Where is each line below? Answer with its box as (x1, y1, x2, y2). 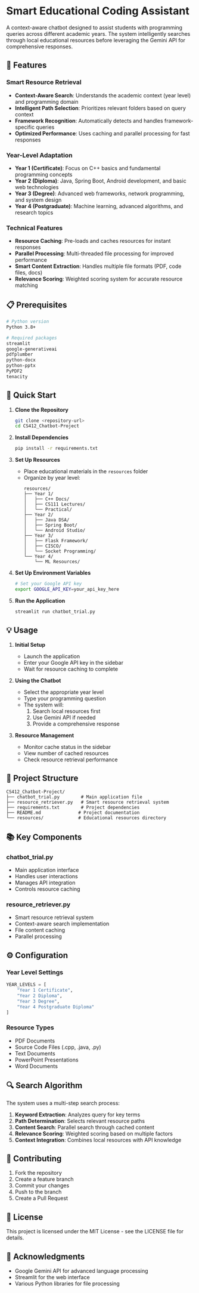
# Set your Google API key (14, 581, 82, 587)
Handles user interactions (14, 873, 79, 880)
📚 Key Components (6, 832, 82, 842)
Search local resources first (32, 707, 101, 714)
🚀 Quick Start (6, 390, 57, 400)
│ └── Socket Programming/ (23, 548, 97, 554)
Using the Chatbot (14, 677, 61, 684)
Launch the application (23, 652, 80, 660)
